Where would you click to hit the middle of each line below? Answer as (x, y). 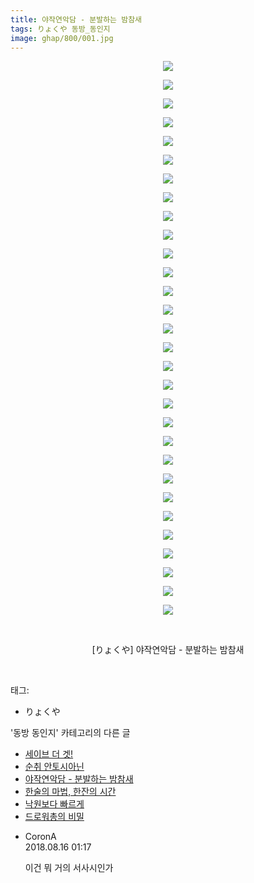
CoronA (40, 837)
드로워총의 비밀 (54, 817)
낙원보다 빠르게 (54, 804)
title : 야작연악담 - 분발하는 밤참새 (76, 19)
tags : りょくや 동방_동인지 (60, 29)
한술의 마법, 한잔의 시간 (70, 792)
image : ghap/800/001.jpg (62, 38)
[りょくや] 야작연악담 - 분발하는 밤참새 (168, 650)
